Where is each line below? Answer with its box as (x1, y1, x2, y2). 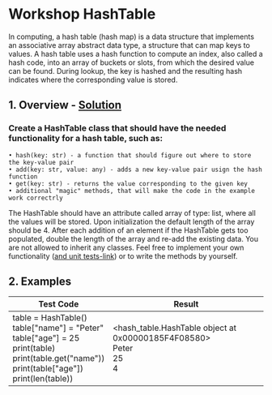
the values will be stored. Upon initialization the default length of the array (8, 217, 255, 226)
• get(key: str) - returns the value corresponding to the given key (8, 179, 249, 187)
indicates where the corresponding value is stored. (8, 75, 178, 84)
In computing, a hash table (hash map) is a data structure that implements (8, 32, 255, 41)
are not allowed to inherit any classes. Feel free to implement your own (8, 243, 244, 252)
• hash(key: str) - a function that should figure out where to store (8, 151, 252, 159)
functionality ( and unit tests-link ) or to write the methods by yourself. (8, 251, 238, 260)
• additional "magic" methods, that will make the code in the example (8, 187, 255, 195)
